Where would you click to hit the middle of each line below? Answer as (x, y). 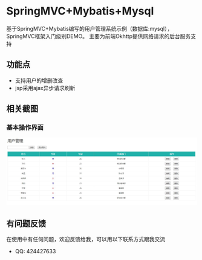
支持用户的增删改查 (39, 80)
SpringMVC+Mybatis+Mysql (80, 11)
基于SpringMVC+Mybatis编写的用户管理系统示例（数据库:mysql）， (90, 28)
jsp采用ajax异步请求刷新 (45, 88)
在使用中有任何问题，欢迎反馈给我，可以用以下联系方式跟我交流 (86, 239)
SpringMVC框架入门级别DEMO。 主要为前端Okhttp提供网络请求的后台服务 (99, 36)
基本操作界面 (25, 128)
